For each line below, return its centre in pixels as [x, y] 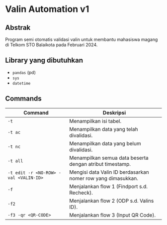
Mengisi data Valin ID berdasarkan [109, 172]
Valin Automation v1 [47, 9]
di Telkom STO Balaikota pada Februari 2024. [51, 45]
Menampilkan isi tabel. [95, 121]
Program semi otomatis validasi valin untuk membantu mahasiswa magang [82, 39]
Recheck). [81, 193]
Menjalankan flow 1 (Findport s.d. [109, 186]
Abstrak [18, 28]
